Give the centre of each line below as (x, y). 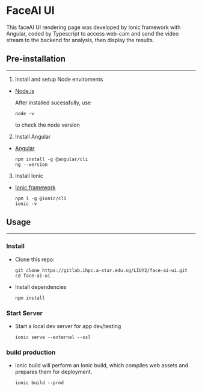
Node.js (25, 90)
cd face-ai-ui (32, 276)
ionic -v (26, 204)
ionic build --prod (39, 383)
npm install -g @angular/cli (51, 159)
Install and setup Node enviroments (59, 79)
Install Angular (33, 136)
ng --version (31, 164)
